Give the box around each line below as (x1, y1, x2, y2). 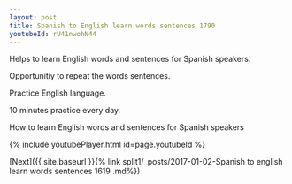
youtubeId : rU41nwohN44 (9, 29, 97, 38)
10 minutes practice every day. (9, 105, 121, 116)
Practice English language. (9, 88, 106, 98)
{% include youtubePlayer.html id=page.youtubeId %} (9, 139, 206, 150)
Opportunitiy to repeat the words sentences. (9, 71, 171, 81)
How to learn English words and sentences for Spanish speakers (9, 122, 245, 133)
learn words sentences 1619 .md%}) (9, 165, 141, 177)
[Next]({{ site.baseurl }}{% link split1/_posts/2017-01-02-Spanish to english (9, 157, 283, 167)
